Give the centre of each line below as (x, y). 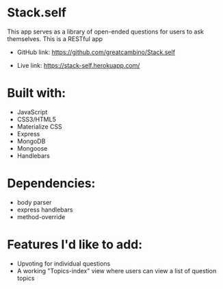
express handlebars (45, 210)
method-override (41, 216)
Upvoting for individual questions (64, 263)
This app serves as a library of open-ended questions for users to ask (105, 32)
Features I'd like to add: (75, 244)
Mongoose (32, 148)
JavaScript (32, 112)
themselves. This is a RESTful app (55, 38)
